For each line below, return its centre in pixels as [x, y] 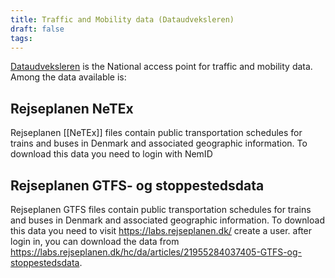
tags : [21, 38]
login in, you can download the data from [95, 241]
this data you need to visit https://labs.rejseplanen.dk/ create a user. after [161, 230]
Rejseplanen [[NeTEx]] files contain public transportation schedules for [156, 133]
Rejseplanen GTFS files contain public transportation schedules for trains [161, 209]
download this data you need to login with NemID [111, 154]
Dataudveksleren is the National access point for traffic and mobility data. [161, 67]
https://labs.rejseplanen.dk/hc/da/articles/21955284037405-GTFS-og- [156, 252]
